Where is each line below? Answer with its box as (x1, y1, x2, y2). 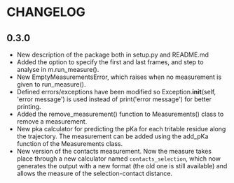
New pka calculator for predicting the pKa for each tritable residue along (16, 125, 226, 133)
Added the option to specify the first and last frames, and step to (16, 58, 204, 66)
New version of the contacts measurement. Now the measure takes (16, 147, 212, 155)
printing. (16, 103, 41, 110)
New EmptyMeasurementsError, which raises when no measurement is (16, 73, 222, 81)
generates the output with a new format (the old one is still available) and (16, 162, 228, 170)
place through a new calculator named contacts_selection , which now (16, 154, 221, 163)
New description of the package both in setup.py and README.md (16, 50, 209, 59)
